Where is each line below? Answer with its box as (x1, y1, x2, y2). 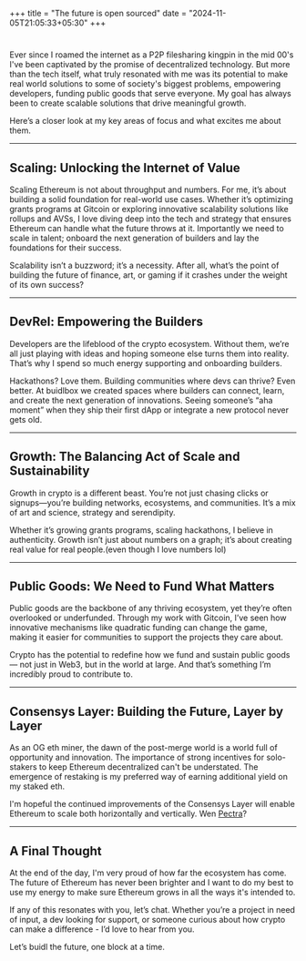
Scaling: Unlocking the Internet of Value (9, 159, 241, 176)
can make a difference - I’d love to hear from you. (9, 924, 195, 935)
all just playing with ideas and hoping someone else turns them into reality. (9, 348, 290, 359)
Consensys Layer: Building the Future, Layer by (9, 703, 284, 719)
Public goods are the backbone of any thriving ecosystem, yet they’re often (9, 603, 292, 614)
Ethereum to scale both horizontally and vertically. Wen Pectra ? (9, 808, 248, 819)
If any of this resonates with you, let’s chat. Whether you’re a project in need (9, 905, 296, 915)
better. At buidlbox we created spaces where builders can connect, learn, (9, 384, 285, 395)
